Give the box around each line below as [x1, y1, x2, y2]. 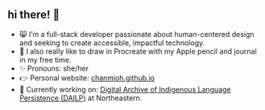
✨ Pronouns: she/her [19, 63, 89, 73]
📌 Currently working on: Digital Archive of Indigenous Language [19, 84, 231, 94]
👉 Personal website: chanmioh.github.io [19, 73, 155, 83]
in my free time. [19, 55, 72, 64]
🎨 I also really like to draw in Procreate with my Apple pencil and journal [19, 46, 257, 56]
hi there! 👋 [7, 8, 60, 22]
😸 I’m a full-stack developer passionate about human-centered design [19, 29, 255, 39]
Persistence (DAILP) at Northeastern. [19, 93, 143, 103]
